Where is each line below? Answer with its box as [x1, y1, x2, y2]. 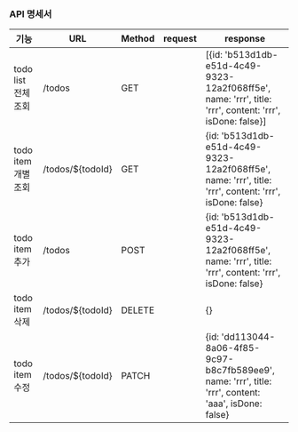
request [162, 33, 198, 45]
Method [121, 33, 155, 45]
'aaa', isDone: [205, 397, 263, 410]
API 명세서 [9, 7, 52, 20]
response [224, 33, 266, 45]
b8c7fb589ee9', [205, 364, 275, 377]
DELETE [121, 304, 155, 316]
